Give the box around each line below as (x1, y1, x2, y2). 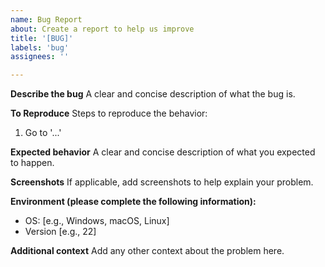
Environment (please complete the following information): (10, 196, 257, 208)
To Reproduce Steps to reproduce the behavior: (10, 107, 208, 120)
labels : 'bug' (10, 42, 70, 53)
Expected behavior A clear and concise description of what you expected (10, 146, 316, 158)
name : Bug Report (10, 14, 83, 25)
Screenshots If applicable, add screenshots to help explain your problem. (10, 176, 314, 188)
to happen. (10, 157, 55, 169)
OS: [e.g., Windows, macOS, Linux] (24, 215, 170, 227)
